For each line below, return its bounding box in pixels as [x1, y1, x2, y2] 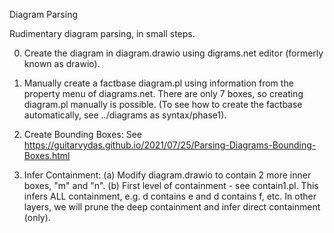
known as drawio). [23, 58, 101, 69]
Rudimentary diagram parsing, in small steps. [9, 28, 196, 39]
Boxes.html [23, 150, 71, 161]
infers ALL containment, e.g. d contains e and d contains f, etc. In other [23, 190, 317, 202]
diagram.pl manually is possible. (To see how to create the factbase [23, 99, 303, 110]
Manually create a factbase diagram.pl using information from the [23, 77, 294, 89]
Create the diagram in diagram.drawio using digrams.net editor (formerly [23, 47, 324, 59]
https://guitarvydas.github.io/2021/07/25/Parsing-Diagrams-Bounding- [23, 139, 317, 151]
